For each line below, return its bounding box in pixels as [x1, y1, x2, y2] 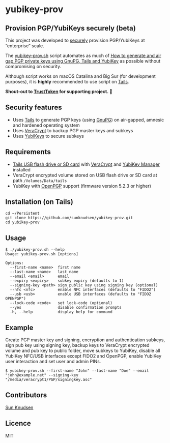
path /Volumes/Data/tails [12, 177, 67, 184]
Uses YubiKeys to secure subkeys [12, 133, 84, 139]
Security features [5, 103, 62, 112]
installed [12, 166, 31, 172]
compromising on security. [5, 64, 62, 69]
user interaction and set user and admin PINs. [5, 359, 101, 365]
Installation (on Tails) [5, 197, 74, 206]
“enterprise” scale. [5, 43, 44, 49]
